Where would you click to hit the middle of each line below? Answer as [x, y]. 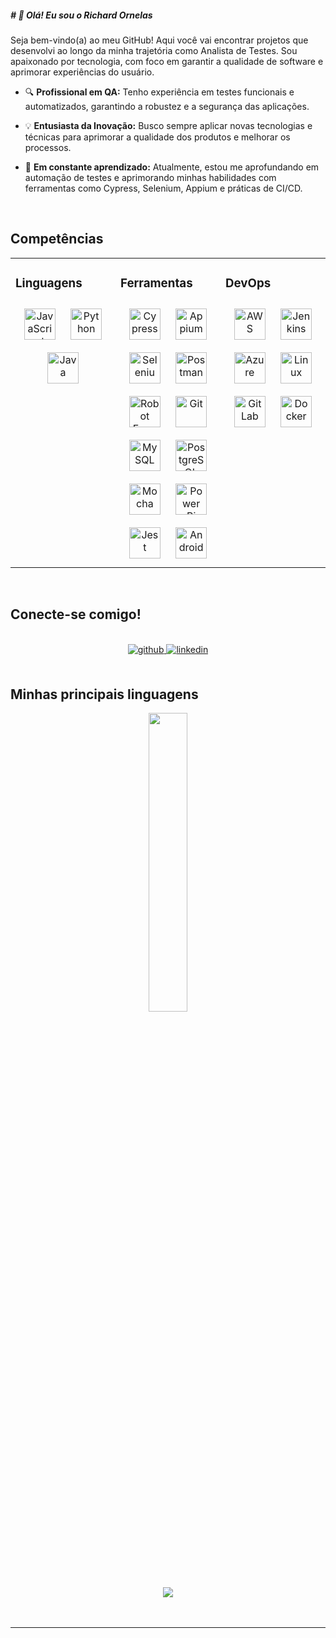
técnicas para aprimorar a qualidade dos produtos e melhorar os [157, 137]
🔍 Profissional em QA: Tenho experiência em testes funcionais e [159, 92]
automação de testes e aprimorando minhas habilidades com [150, 177]
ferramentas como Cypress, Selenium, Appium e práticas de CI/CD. [163, 188]
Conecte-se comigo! [76, 614]
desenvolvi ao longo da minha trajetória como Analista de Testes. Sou [154, 50]
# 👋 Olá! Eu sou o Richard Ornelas [81, 15]
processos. [48, 147]
